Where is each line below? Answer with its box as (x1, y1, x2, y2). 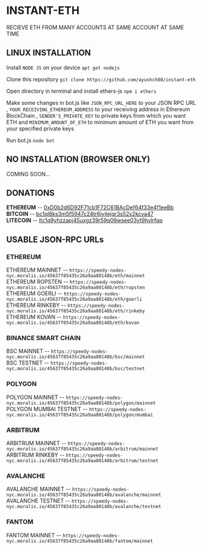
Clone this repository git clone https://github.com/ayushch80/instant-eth (6, 75, 196, 82)
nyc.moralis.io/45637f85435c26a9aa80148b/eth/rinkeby (6, 308, 146, 314)
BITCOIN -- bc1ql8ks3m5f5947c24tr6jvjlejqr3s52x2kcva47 (6, 210, 153, 218)
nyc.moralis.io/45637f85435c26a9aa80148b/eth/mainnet (6, 273, 146, 279)
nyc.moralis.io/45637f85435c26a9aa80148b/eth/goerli (6, 297, 143, 303)
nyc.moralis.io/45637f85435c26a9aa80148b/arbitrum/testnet (6, 457, 159, 464)
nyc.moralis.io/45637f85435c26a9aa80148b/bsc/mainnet (6, 354, 146, 360)
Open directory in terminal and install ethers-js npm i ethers (6, 87, 157, 95)
